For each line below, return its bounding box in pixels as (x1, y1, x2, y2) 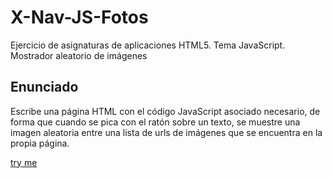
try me (10, 156, 38, 168)
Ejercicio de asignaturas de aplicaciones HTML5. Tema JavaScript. (10, 39, 286, 51)
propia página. (10, 137, 70, 149)
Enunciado (10, 79, 79, 96)
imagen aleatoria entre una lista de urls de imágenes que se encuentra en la (10, 126, 323, 138)
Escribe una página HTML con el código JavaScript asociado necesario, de (10, 105, 321, 117)
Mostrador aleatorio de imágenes (10, 49, 148, 61)
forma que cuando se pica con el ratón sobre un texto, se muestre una (10, 116, 301, 128)
